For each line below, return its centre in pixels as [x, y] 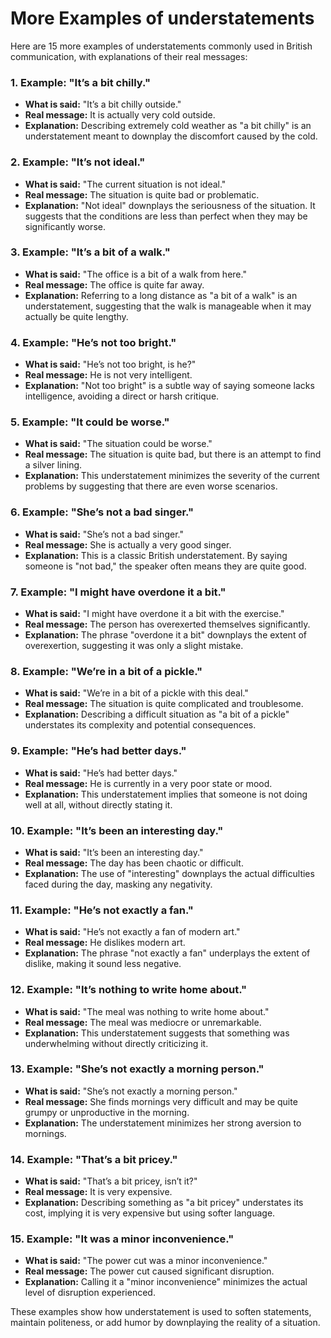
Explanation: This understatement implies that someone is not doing [166, 794]
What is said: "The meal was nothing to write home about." [147, 1011]
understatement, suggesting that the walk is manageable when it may [168, 306]
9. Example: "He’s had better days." [98, 751]
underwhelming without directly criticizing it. [116, 1043]
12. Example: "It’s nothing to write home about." [129, 990]
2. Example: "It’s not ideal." [78, 162]
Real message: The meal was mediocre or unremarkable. [143, 1022]
